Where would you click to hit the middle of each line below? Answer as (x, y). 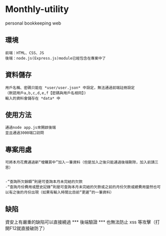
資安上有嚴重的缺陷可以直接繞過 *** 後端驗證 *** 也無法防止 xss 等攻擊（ (80, 222)
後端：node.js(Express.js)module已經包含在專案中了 (55, 58)
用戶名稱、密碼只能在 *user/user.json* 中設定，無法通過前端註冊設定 (70, 88)
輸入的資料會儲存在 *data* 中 (33, 98)
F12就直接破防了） (28, 228)
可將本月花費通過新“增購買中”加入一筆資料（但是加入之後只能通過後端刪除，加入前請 (80, 162)
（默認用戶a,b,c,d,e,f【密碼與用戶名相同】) (46, 93)
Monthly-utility (37, 9)
